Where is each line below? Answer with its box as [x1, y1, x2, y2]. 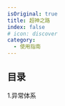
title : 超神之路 [7, 17, 50, 24]
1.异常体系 [7, 91, 36, 100]
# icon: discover [7, 30, 58, 37]
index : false [7, 23, 45, 30]
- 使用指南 [13, 43, 41, 50]
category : [7, 37, 36, 44]
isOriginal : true [7, 10, 58, 18]
